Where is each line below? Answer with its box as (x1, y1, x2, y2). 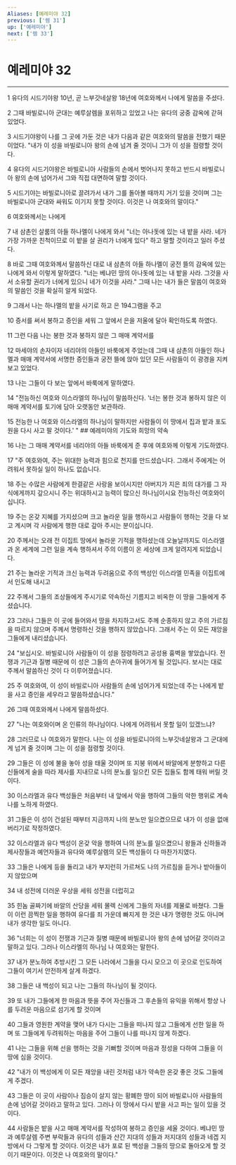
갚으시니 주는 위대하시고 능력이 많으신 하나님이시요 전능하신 (37, 489, 201, 497)
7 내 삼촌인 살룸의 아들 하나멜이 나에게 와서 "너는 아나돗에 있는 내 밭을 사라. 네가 (7, 227, 227, 236)
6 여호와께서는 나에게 (7, 213, 66, 221)
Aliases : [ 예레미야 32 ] (7, 10, 72, 18)
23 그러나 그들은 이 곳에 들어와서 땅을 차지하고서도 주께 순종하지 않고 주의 (7, 617, 209, 625)
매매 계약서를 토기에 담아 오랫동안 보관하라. (7, 403, 126, 411)
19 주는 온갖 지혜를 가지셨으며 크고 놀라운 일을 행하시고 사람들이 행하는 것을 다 (7, 512, 221, 521)
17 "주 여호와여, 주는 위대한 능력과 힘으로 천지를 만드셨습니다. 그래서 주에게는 (7, 456, 218, 465)
